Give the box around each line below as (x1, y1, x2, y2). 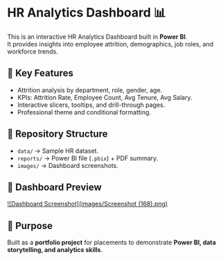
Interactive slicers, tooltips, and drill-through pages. (17, 101, 166, 109)
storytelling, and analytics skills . (7, 246, 102, 254)
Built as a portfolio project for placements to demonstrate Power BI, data (7, 238, 216, 246)
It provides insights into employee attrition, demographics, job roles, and (7, 40, 213, 48)
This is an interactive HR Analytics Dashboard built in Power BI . (7, 32, 188, 41)
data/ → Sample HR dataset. (17, 146, 99, 155)
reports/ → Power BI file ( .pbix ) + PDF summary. (17, 153, 159, 162)
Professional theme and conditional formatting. (17, 108, 151, 116)
